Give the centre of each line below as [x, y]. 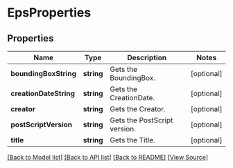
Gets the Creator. [138, 109]
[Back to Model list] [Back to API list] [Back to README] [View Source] [108, 157]
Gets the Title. [133, 140]
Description [147, 58]
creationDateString [43, 93]
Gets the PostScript [141, 120]
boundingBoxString [43, 74]
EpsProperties [49, 13]
